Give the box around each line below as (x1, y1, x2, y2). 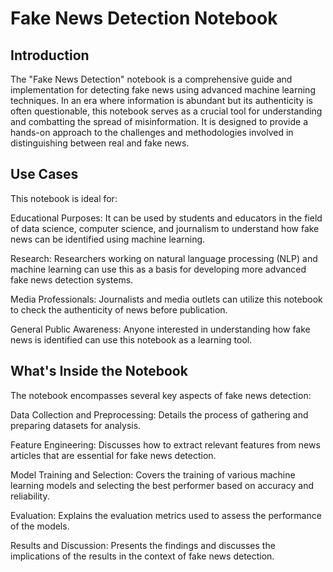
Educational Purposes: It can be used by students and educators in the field (10, 212, 323, 224)
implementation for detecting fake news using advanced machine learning (10, 84, 316, 96)
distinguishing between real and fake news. (10, 137, 190, 149)
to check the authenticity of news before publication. (10, 303, 228, 316)
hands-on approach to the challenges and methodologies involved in (10, 127, 294, 138)
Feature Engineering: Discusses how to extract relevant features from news (10, 438, 321, 451)
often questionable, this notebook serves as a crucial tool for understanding (10, 105, 323, 117)
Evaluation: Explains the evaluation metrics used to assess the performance (10, 509, 322, 521)
